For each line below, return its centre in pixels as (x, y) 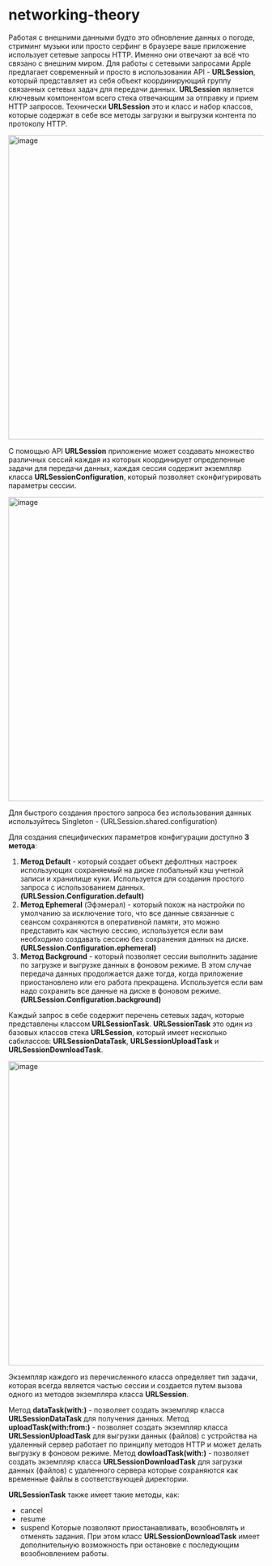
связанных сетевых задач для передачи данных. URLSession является (131, 89)
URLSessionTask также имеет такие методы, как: (94, 1495)
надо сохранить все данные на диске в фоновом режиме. (121, 990)
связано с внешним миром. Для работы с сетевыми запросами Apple (130, 63)
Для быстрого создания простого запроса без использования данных (130, 813)
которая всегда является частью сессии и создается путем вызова (125, 1385)
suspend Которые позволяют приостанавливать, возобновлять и (132, 1527)
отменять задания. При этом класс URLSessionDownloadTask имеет (140, 1536)
